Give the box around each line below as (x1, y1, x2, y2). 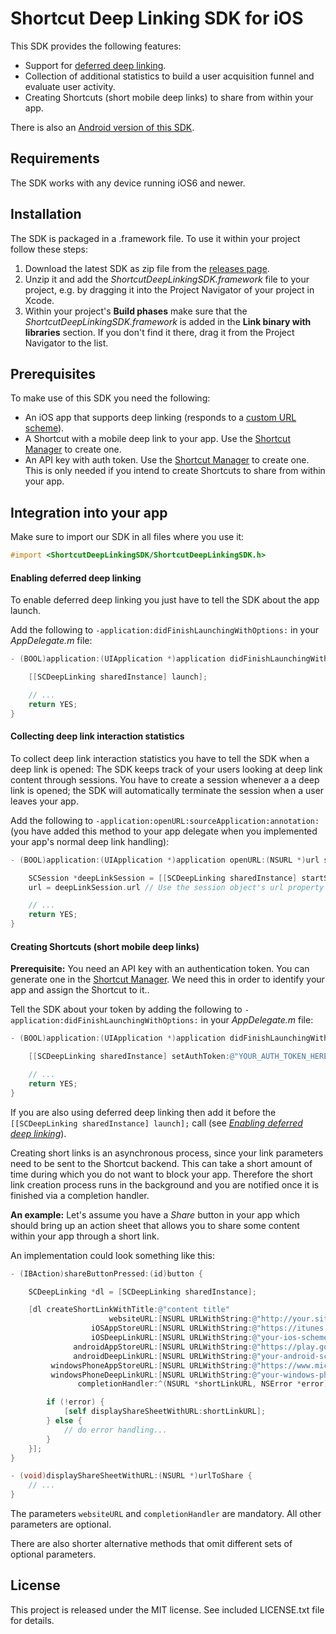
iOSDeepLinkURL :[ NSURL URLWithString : (90, 1333, 253, 1343)
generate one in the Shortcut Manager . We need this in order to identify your (10, 973, 325, 986)
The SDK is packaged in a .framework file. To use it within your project (10, 232, 301, 244)
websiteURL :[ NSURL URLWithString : (108, 1314, 253, 1324)
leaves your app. (10, 795, 79, 807)
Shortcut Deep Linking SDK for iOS (10, 7, 304, 30)
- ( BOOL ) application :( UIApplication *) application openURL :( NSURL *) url (10, 855, 320, 865)
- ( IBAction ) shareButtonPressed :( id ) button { (10, 1268, 203, 1279)
